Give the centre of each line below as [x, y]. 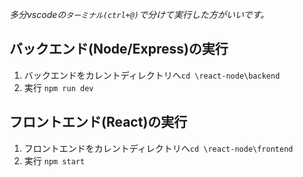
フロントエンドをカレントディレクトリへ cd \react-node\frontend [158, 148]
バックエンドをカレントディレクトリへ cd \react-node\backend [152, 75]
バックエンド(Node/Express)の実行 [119, 49]
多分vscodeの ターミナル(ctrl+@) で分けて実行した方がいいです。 [139, 14]
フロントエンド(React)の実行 [98, 122]
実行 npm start [54, 160]
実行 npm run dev [58, 87]
